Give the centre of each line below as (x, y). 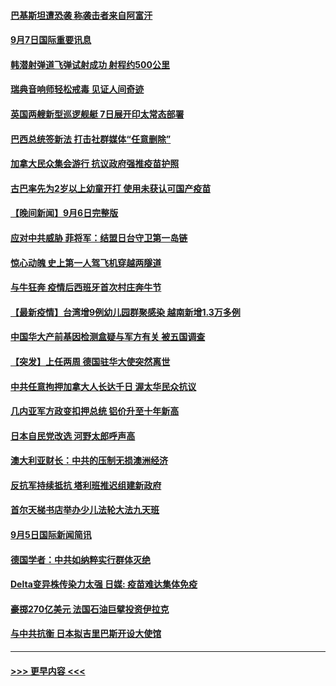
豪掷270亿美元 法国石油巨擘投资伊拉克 (90, 609)
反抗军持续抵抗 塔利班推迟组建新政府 (86, 485)
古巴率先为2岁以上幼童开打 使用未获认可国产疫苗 (111, 188)
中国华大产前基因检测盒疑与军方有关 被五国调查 (108, 337)
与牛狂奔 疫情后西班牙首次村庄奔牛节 (86, 287)
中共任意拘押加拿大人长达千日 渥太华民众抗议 (103, 386)
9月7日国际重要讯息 (51, 40)
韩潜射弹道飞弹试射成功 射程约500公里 (90, 64)
